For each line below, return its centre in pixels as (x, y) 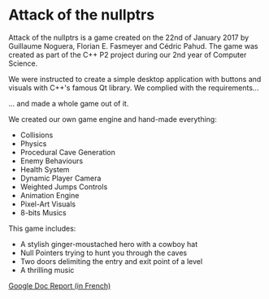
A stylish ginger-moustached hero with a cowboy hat (108, 244)
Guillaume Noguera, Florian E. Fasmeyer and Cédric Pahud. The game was (133, 45)
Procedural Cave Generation (68, 152)
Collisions (37, 135)
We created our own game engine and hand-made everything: (113, 119)
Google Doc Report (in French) (60, 285)
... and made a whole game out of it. (69, 103)
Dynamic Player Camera (61, 178)
